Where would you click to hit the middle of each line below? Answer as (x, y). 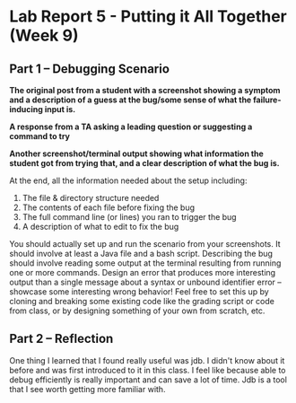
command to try (39, 136)
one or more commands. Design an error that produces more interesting (143, 272)
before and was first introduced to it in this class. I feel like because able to (148, 370)
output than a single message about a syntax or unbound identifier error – (146, 282)
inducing (26, 109)
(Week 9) (44, 35)
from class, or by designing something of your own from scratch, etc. (137, 311)
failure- (267, 100)
